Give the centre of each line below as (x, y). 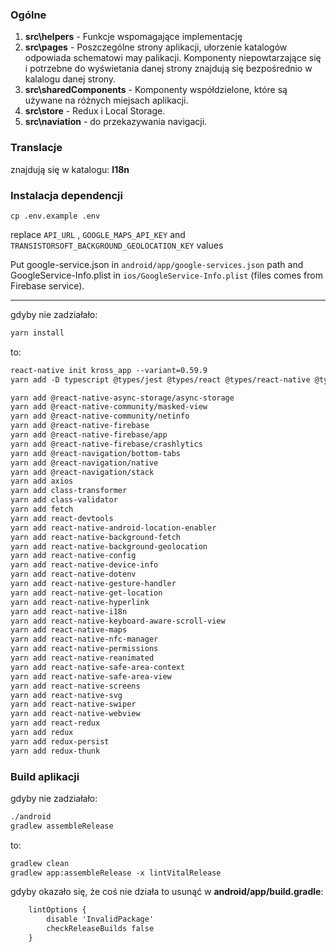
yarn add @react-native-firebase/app (89, 435)
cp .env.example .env (55, 216)
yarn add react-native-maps (69, 630)
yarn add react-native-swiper (73, 704)
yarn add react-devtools (62, 518)
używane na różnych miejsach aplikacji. (106, 100)
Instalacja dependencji (66, 195)
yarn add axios (42, 481)
